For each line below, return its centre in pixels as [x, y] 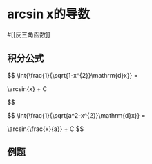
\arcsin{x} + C [27, 89]
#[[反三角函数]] [29, 34]
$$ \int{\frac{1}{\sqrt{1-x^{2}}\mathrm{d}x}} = [73, 75]
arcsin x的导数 [49, 14]
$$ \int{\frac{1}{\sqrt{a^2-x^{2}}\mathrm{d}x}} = [76, 115]
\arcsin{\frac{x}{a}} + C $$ [46, 129]
